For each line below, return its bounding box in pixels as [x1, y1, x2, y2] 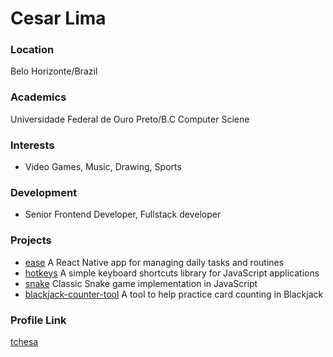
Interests [10, 138, 55, 152]
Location [10, 43, 55, 57]
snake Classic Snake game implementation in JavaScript [24, 277, 258, 289]
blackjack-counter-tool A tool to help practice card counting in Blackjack [24, 288, 324, 300]
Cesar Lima [10, 7, 107, 30]
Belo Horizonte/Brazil [10, 65, 98, 77]
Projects [10, 233, 52, 247]
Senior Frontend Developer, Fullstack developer [24, 208, 222, 221]
